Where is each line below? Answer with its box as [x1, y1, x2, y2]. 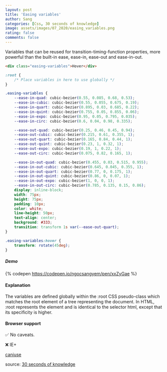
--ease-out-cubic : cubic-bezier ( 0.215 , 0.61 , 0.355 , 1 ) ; [14, 132, 135, 137]
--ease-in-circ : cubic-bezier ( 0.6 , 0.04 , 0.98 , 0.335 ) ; [14, 119, 133, 124]
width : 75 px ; [14, 192, 41, 197]
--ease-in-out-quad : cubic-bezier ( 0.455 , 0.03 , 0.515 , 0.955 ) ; [14, 160, 149, 165]
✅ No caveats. [5, 332, 35, 338]
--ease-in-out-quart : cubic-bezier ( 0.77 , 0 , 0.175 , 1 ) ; [14, 169, 133, 174]
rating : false [5, 30, 35, 35]
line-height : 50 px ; [14, 211, 55, 216]
